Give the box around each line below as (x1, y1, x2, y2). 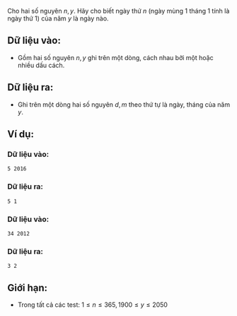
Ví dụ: (7, 128, 34, 141)
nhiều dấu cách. (17, 61, 65, 69)
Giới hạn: (7, 281, 48, 293)
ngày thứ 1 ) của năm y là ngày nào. (7, 14, 109, 23)
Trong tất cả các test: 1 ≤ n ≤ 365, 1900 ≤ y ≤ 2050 (17, 300, 168, 309)
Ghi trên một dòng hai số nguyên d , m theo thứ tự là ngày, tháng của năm (17, 100, 231, 109)
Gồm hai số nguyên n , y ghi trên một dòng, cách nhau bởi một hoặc (17, 53, 214, 62)
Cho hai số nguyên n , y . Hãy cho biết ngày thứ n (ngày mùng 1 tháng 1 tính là (7, 7, 230, 15)
